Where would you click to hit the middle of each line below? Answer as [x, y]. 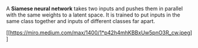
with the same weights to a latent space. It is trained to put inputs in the [93, 15]
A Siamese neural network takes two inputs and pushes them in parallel [95, 9]
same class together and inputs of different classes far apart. [81, 21]
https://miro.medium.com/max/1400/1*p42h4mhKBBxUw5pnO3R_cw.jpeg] [101, 33]
